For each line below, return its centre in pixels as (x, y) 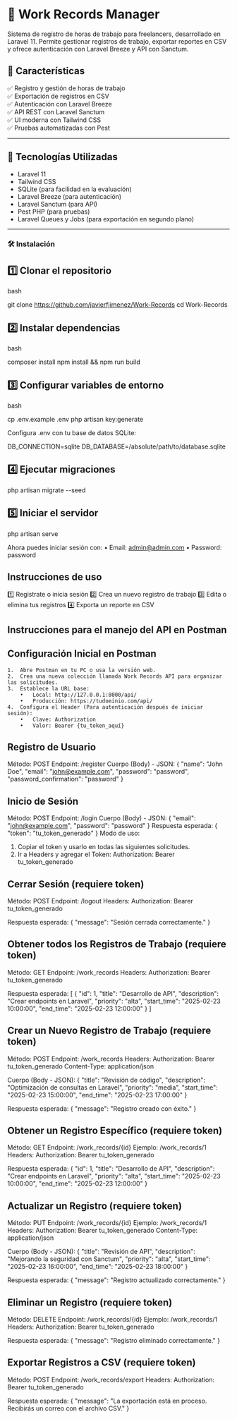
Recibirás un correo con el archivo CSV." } (68, 1408)
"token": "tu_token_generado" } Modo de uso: (74, 833)
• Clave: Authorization (58, 719)
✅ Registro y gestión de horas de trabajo (66, 88)
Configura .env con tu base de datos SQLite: (72, 432)
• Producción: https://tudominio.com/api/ (86, 701)
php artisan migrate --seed (47, 490)
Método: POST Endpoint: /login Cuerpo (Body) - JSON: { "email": (102, 818)
